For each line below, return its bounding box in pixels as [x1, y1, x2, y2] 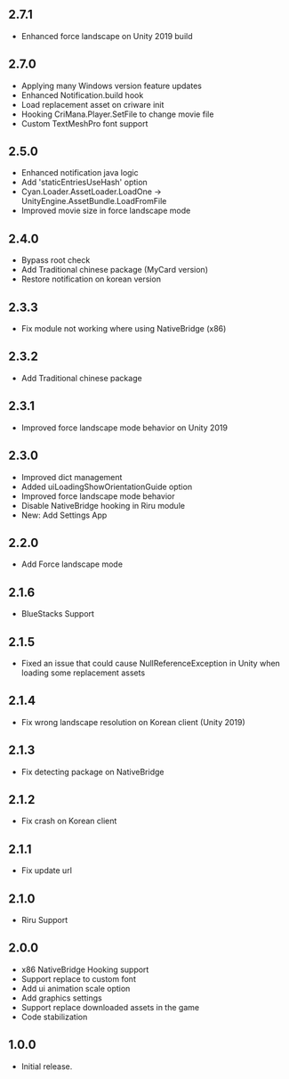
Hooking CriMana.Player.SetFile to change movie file [20, 109, 214, 119]
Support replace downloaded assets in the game [20, 1001, 200, 1012]
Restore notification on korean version [20, 274, 162, 284]
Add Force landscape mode [20, 559, 124, 569]
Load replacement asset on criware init [20, 99, 165, 110]
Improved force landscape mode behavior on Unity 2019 [20, 422, 229, 433]
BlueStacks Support [20, 609, 95, 619]
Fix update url [20, 865, 73, 876]
